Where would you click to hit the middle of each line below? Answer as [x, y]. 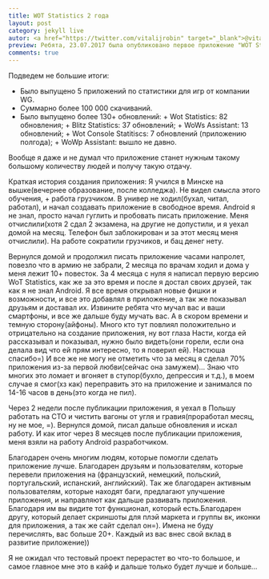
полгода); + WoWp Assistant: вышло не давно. [98, 142]
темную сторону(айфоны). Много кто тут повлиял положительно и [122, 324]
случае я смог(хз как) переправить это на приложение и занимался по [130, 384]
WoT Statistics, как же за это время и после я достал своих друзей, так [130, 282]
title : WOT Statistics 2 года [59, 16]
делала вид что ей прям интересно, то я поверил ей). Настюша [117, 350]
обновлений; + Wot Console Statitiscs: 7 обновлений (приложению [133, 134]
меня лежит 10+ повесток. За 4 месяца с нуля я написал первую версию [134, 274]
